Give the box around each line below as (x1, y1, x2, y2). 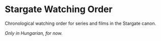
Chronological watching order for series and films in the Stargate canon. (5, 20, 156, 26)
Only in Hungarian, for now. (5, 30, 63, 36)
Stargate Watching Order (5, 4, 113, 15)
